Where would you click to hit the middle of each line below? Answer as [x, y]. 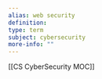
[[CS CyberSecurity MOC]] [52, 66]
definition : [27, 23]
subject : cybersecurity [47, 37]
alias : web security [42, 15]
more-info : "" [31, 45]
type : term [26, 30]
